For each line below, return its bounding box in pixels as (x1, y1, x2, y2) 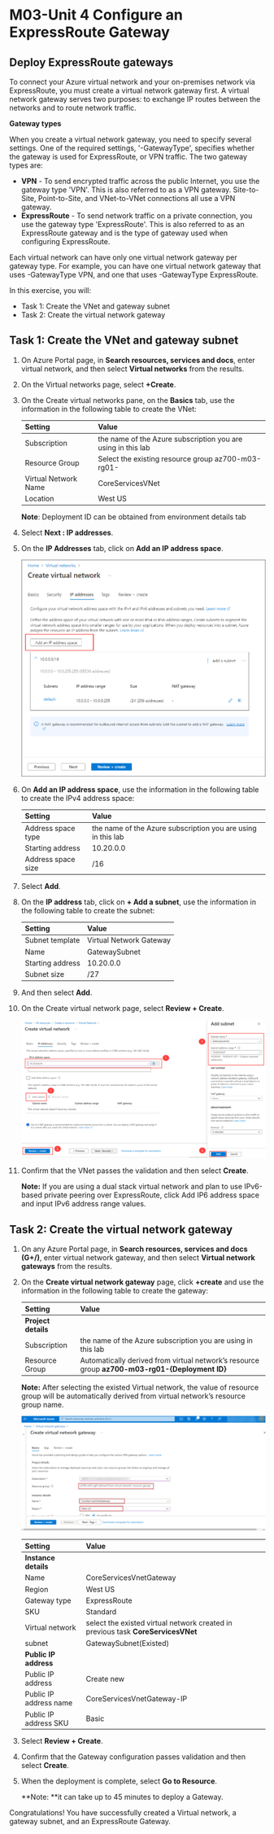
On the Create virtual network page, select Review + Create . (20, 1003, 224, 1013)
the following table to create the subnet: (20, 905, 155, 915)
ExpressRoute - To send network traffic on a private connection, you (20, 211, 253, 221)
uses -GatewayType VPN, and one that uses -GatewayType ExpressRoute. (9, 270, 259, 279)
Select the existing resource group (98, 453, 214, 463)
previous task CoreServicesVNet (85, 1626, 198, 1637)
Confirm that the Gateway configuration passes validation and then (20, 1752, 246, 1762)
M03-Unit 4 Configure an (9, 6, 184, 24)
